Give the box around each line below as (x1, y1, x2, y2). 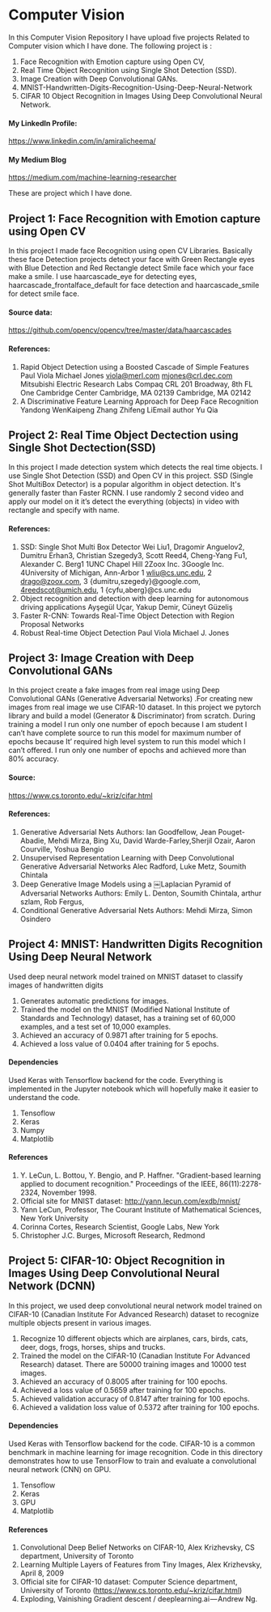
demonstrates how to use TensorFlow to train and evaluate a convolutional (8, 1456, 257, 1466)
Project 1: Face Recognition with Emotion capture (8, 212, 261, 226)
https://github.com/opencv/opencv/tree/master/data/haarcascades (8, 325, 232, 335)
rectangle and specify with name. (8, 506, 120, 515)
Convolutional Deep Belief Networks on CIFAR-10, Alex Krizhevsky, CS (19, 1542, 255, 1552)
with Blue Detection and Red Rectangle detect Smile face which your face (8, 263, 254, 273)
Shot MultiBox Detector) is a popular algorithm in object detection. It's (8, 480, 241, 489)
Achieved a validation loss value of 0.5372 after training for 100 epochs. (19, 1402, 260, 1412)
